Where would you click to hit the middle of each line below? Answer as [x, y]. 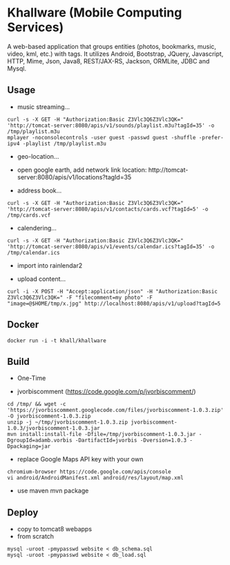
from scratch [35, 537]
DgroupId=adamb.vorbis [40, 440]
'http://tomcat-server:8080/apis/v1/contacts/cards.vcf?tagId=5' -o [108, 209]
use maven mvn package [53, 490]
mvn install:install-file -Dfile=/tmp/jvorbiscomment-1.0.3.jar [102, 435]
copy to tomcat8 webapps [54, 529]
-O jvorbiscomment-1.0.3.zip [49, 416]
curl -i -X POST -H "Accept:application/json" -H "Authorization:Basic [112, 291]
